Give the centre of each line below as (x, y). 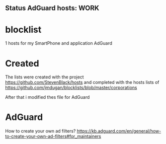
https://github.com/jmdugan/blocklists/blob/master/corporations (71, 88)
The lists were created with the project (44, 77)
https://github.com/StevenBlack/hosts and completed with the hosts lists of (82, 82)
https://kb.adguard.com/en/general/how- (119, 131)
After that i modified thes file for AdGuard (47, 97)
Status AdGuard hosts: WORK (52, 8)
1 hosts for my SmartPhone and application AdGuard (59, 43)
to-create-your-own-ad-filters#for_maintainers (53, 137)
